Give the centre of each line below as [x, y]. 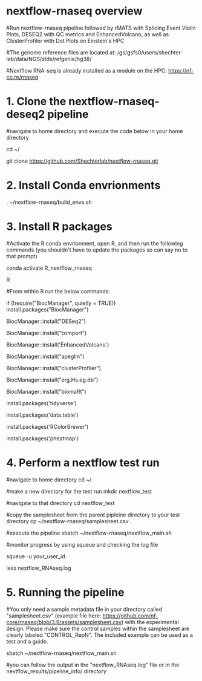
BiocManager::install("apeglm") [45, 356]
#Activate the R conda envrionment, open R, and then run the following [95, 243]
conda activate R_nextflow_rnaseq [49, 268]
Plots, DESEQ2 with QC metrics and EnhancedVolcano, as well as [88, 34]
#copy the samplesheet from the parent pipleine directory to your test [93, 515]
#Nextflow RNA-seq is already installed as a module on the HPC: [87, 70]
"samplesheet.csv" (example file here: [54, 616]
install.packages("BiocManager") [47, 309]
